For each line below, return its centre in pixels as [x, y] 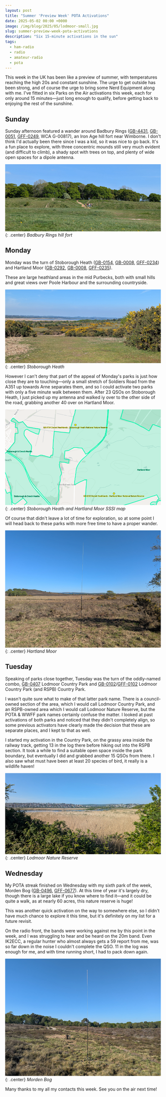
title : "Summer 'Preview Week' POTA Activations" [57, 16]
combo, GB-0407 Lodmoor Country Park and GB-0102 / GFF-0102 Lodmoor [81, 684]
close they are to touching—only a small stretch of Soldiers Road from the [80, 382]
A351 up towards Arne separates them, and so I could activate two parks [79, 386]
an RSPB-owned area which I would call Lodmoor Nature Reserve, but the [80, 709]
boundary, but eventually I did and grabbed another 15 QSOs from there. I [80, 756]
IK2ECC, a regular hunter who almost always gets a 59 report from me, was [82, 941]
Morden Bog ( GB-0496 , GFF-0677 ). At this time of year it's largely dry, [77, 890]
